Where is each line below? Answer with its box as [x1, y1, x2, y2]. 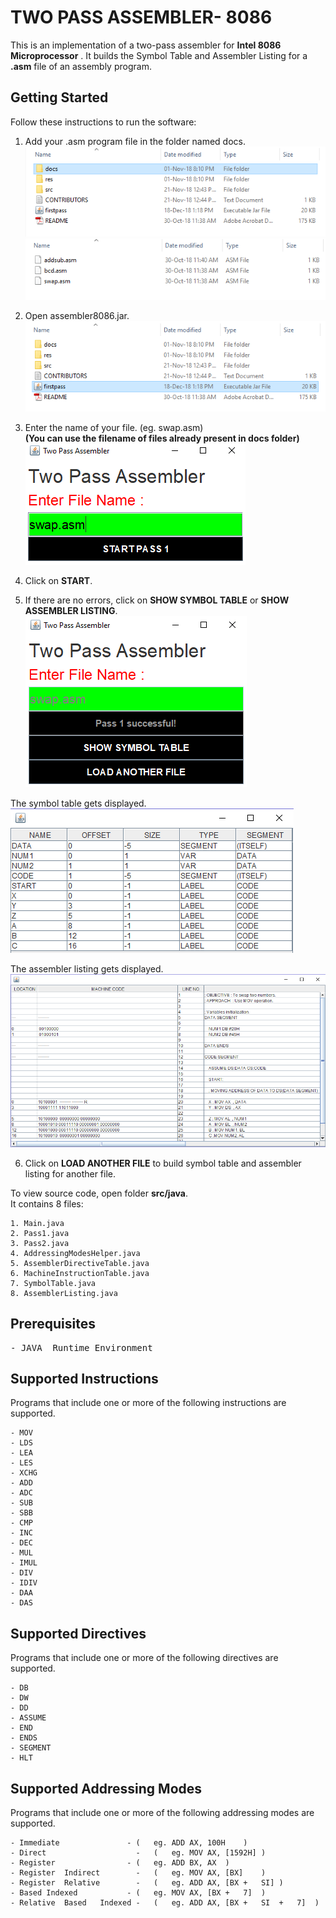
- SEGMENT [10, 1743, 52, 1753]
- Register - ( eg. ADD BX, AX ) [10, 1857, 230, 1868]
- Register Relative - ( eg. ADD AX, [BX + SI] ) [10, 1877, 284, 1888]
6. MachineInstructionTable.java [10, 1268, 150, 1278]
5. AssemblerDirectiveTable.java [10, 1258, 150, 1268]
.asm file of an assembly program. [10, 60, 152, 72]
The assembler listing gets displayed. [10, 963, 164, 975]
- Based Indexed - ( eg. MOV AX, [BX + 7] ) [10, 1887, 267, 1898]
